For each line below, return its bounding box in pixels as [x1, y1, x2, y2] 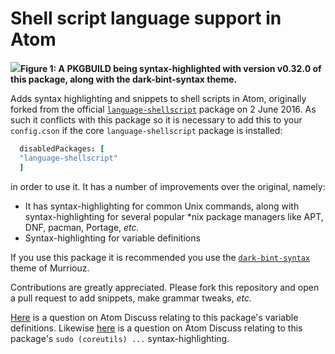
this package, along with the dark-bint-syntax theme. [10, 73, 238, 85]
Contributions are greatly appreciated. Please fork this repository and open [10, 281, 320, 293]
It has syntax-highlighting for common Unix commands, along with [24, 200, 300, 212]
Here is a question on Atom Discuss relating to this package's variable [10, 311, 299, 323]
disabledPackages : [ [19, 143, 105, 154]
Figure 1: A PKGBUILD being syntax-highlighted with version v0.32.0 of [20, 62, 322, 74]
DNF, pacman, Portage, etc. [24, 221, 140, 233]
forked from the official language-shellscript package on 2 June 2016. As [10, 103, 317, 115]
